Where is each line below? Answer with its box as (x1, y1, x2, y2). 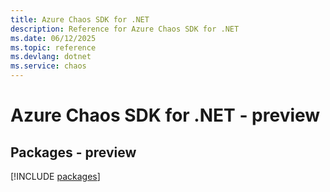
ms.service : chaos (10, 61, 87, 71)
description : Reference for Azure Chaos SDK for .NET (10, 24, 240, 34)
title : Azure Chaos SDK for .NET (10, 14, 150, 25)
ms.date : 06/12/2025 (10, 33, 97, 43)
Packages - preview (10, 144, 137, 161)
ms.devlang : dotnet (10, 52, 92, 62)
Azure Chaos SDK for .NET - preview (10, 104, 321, 127)
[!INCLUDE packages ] (10, 171, 101, 182)
